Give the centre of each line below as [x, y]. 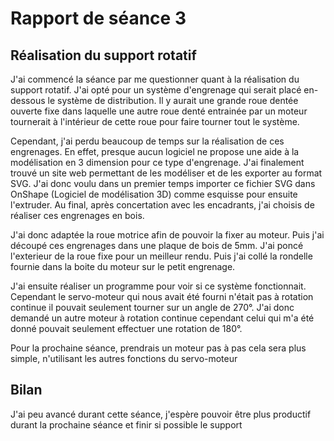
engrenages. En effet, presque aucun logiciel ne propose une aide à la [155, 151]
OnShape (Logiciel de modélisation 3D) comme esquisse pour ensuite [154, 194]
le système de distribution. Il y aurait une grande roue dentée [173, 100]
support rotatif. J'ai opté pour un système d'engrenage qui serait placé [156, 90]
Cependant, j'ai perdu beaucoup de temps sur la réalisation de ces [147, 141]
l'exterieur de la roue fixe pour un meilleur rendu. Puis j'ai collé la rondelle [161, 256]
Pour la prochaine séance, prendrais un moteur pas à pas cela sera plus [158, 348]
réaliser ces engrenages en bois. [77, 215]
